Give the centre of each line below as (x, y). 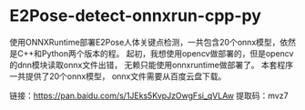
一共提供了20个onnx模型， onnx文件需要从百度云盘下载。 (118, 76)
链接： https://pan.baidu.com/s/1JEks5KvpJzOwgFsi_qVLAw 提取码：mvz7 (149, 95)
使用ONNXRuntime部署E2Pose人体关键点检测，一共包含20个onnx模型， (145, 42)
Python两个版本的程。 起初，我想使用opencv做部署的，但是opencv (168, 53)
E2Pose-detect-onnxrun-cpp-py (136, 16)
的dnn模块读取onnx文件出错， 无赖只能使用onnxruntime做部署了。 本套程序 (152, 65)
